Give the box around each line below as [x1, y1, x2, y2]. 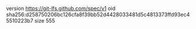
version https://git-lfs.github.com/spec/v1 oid [6, 5, 116, 12]
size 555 [34, 17, 55, 24]
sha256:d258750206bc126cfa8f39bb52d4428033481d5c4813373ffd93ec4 [6, 11, 190, 18]
